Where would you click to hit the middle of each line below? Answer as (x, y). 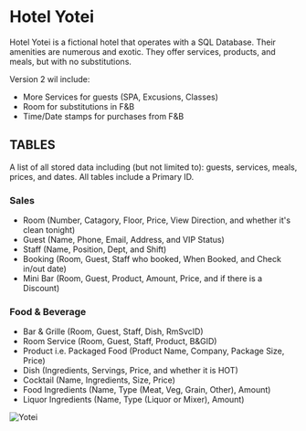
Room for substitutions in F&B (79, 106)
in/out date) (44, 269)
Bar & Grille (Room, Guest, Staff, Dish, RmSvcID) (113, 331)
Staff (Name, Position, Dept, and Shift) (95, 249)
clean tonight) (49, 230)
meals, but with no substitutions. (71, 61)
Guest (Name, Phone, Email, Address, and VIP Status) (124, 240)
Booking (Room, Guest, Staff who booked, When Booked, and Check (152, 259)
